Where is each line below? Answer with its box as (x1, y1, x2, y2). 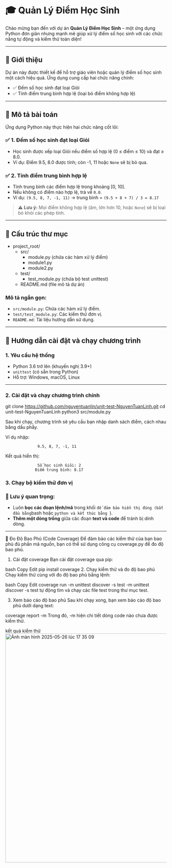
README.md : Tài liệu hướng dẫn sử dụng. (12, 317, 95, 323)
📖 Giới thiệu (5, 55, 42, 65)
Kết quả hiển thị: (5, 453, 40, 459)
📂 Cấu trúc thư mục (5, 230, 68, 238)
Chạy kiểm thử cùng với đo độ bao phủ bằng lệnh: (5, 572, 111, 578)
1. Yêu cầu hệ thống (5, 352, 55, 359)
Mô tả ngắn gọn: (5, 294, 47, 301)
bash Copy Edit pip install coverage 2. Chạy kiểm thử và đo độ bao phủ (5, 566, 155, 572)
